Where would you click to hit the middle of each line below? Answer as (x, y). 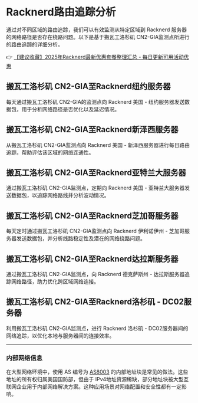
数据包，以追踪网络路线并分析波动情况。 (60, 195)
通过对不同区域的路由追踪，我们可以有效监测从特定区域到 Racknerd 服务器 (97, 30)
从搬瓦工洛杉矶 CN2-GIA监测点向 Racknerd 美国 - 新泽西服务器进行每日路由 (98, 145)
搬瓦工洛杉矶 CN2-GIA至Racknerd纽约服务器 (88, 86)
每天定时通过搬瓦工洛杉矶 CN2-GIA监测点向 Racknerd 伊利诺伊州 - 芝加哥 (95, 231)
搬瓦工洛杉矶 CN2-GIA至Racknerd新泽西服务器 (92, 130)
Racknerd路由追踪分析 (61, 12)
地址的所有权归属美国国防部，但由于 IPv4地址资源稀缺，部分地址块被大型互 (98, 379)
